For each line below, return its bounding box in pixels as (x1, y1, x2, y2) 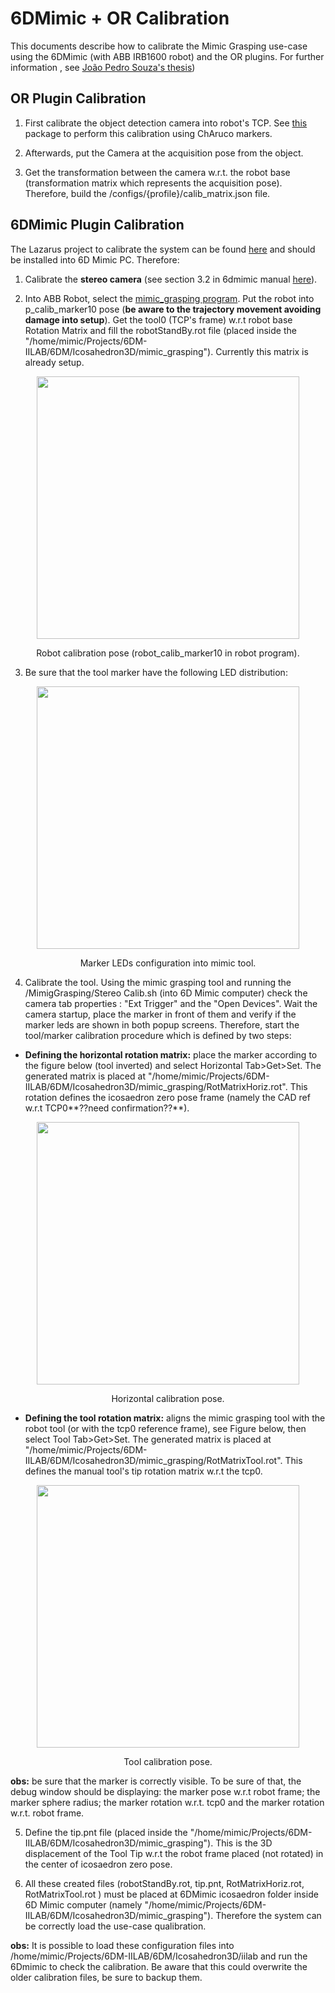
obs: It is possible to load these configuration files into (10, 1939, 235, 1951)
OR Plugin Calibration (10, 90, 147, 107)
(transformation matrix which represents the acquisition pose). (24, 177, 283, 189)
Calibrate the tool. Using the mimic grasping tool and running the (24, 976, 292, 988)
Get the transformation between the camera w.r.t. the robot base (24, 166, 291, 178)
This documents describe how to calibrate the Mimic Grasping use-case (10, 40, 308, 52)
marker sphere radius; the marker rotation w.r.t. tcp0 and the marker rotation (10, 1796, 325, 1808)
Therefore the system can (215, 1909, 322, 1921)
